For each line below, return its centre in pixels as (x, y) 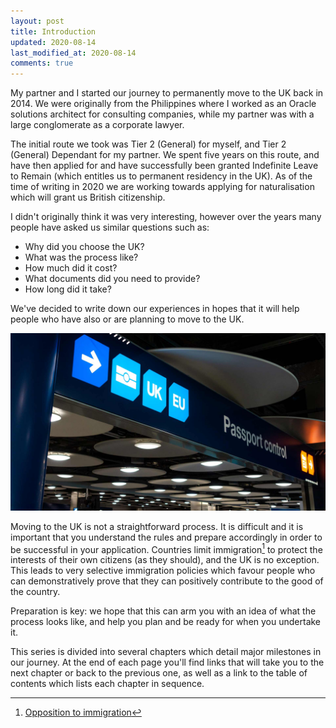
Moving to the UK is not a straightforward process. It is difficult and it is (157, 526)
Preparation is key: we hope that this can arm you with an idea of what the (163, 611)
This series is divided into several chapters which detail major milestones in (166, 652)
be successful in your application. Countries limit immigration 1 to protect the (166, 548)
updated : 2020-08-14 (53, 42)
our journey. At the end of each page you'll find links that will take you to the (167, 662)
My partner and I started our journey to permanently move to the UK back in (167, 93)
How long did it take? (68, 289)
